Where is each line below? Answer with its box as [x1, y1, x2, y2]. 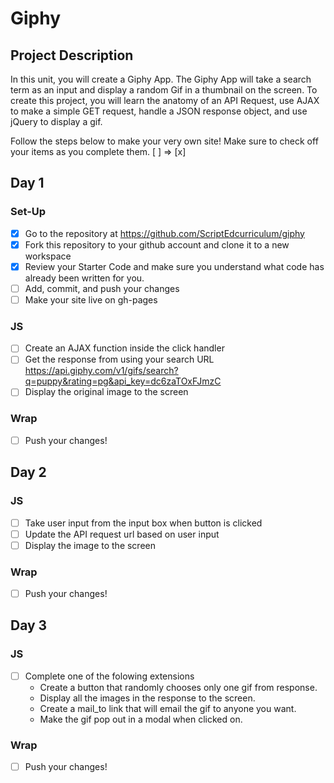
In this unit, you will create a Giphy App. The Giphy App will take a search [10, 73, 312, 85]
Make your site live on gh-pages [24, 293, 158, 306]
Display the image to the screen [24, 539, 157, 551]
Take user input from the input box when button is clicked [24, 517, 263, 529]
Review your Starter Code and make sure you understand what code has [24, 260, 325, 272]
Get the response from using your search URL [24, 353, 215, 366]
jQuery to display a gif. [10, 116, 103, 127]
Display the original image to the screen [24, 386, 189, 398]
